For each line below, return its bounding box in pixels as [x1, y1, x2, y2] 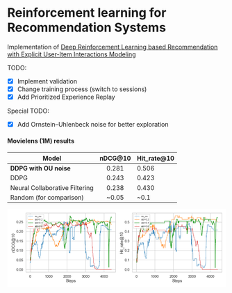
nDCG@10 [99, 154, 131, 162]
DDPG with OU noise [10, 164, 71, 173]
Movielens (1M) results [7, 136, 75, 145]
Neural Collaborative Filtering [10, 183, 94, 192]
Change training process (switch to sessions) [17, 85, 147, 93]
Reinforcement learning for [7, 5, 167, 21]
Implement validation [17, 77, 78, 85]
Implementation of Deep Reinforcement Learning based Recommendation [7, 42, 218, 51]
